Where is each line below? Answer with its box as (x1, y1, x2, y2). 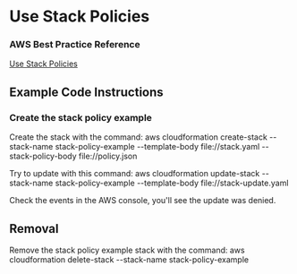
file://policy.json (79, 150, 138, 162)
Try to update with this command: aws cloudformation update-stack (9, 168, 260, 179)
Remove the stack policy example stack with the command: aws (9, 244, 245, 255)
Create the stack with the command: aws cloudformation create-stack (9, 132, 268, 142)
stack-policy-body (9, 150, 78, 162)
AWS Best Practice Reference (9, 39, 140, 51)
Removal (9, 221, 59, 236)
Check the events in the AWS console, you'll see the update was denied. (9, 195, 276, 206)
